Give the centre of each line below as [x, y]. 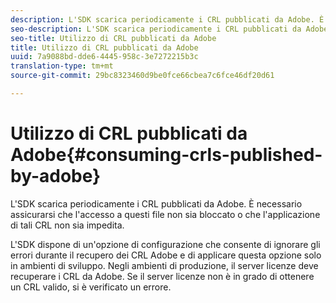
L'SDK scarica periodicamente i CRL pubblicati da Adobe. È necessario [156, 203]
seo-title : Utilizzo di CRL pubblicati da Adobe [113, 38]
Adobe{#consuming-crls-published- [166, 155]
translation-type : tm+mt [62, 66]
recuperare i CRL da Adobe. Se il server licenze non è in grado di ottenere [162, 276]
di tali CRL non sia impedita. [67, 225]
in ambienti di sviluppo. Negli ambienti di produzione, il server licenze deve [164, 265]
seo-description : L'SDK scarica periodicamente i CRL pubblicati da [156, 29]
